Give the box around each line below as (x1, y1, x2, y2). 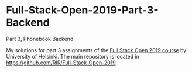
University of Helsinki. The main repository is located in (6, 53, 139, 60)
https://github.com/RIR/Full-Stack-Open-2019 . (6, 59, 119, 66)
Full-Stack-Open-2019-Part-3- (6, 4, 159, 17)
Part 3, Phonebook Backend (6, 35, 74, 42)
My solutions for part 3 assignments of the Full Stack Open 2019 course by (6, 46, 187, 53)
